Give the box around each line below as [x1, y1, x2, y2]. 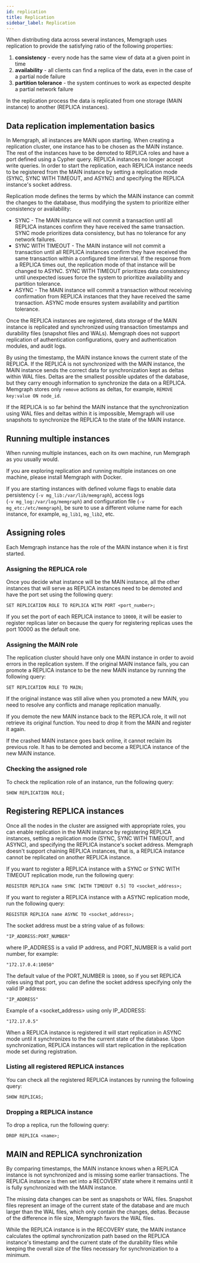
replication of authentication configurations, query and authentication [6, 336, 177, 343]
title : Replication [6, 14, 55, 20]
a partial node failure [14, 73, 66, 81]
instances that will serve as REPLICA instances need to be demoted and [6, 585, 183, 592]
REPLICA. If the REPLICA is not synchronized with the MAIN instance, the [6, 360, 186, 367]
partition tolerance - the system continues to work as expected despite [14, 79, 192, 86]
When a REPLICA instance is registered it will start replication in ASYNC [6, 1029, 182, 1036]
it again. [6, 726, 26, 733]
